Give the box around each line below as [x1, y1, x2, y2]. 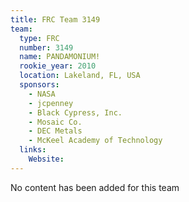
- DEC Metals [28, 126, 83, 136]
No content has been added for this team [10, 181, 180, 193]
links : [19, 145, 47, 155]
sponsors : [19, 80, 60, 90]
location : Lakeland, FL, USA [19, 71, 141, 81]
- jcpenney [28, 98, 74, 108]
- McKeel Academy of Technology [28, 136, 163, 146]
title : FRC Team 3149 [10, 14, 101, 25]
